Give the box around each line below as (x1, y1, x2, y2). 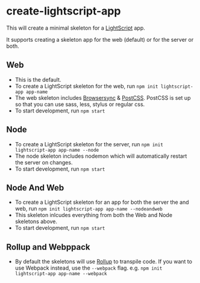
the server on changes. (14, 158, 73, 166)
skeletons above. (14, 218, 58, 225)
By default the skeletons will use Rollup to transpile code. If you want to (14, 258, 193, 265)
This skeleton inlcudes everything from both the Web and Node (14, 212, 173, 219)
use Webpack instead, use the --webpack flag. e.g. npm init (14, 264, 163, 272)
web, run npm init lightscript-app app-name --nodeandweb (14, 205, 163, 212)
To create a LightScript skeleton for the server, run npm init (14, 140, 164, 148)
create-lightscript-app (6, 4, 121, 18)
